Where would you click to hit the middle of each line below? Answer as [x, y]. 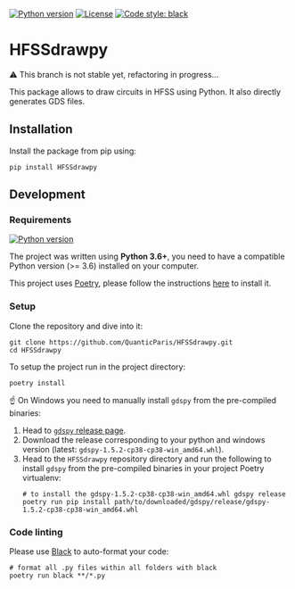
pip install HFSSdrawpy [53, 167]
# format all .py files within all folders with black [113, 568]
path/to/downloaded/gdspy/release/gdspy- [192, 502]
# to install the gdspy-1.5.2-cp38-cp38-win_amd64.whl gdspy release [154, 494]
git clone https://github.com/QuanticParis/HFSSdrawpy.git [121, 342]
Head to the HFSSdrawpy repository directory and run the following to [147, 459]
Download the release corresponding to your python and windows [143, 440]
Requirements [41, 220]
